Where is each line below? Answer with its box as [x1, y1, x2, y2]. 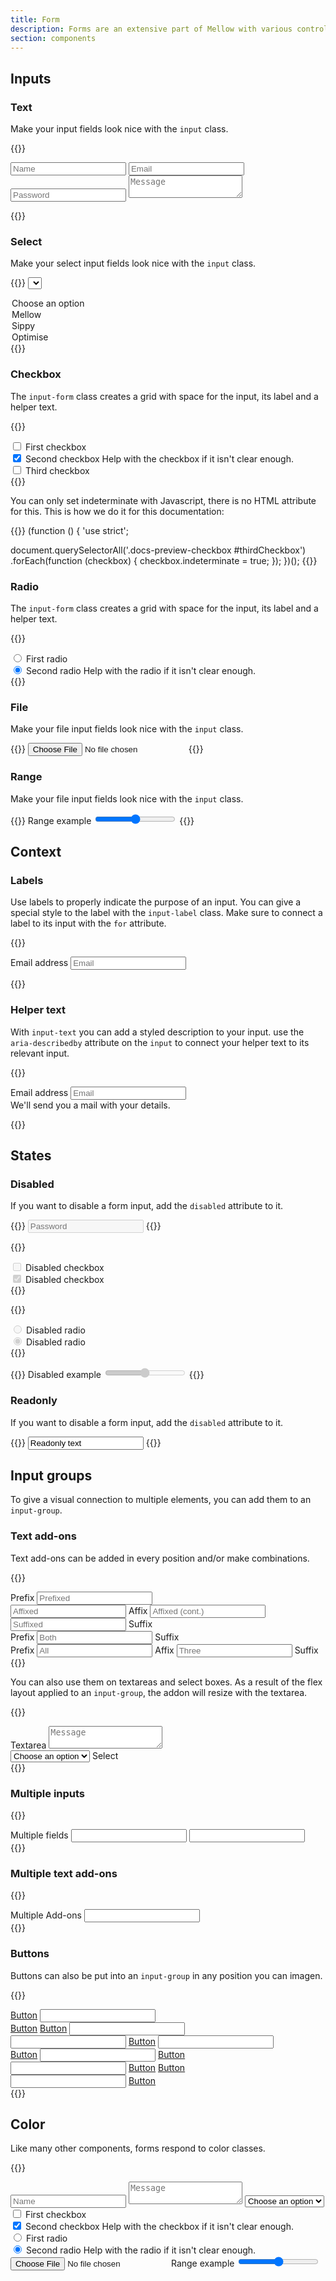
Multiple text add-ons [10, 1866, 118, 1880]
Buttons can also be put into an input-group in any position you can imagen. [10, 1969, 323, 1981]
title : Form [10, 14, 60, 25]
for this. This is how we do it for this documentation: [10, 505, 225, 517]
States [10, 1147, 52, 1164]
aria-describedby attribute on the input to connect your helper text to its [10, 1036, 310, 1048]
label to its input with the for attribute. [10, 917, 167, 930]
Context [10, 843, 62, 860]
